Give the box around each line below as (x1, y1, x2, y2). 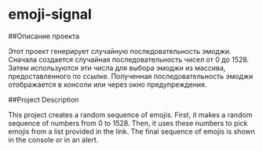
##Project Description (8, 95, 79, 104)
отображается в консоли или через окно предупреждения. (8, 80, 207, 89)
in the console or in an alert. (8, 135, 99, 144)
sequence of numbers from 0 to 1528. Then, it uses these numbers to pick (8, 118, 248, 128)
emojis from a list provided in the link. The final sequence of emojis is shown (8, 127, 255, 136)
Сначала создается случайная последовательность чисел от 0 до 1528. (8, 55, 250, 64)
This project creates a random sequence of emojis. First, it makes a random (8, 110, 253, 119)
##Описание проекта (8, 31, 80, 41)
